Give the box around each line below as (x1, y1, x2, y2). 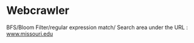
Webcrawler (6, 4, 70, 18)
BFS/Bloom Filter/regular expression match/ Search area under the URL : (6, 24, 189, 31)
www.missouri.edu (6, 30, 54, 37)
